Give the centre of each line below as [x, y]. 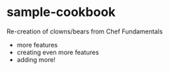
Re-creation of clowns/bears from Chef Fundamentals [85, 31]
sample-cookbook [61, 12]
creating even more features [58, 52]
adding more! [36, 59]
